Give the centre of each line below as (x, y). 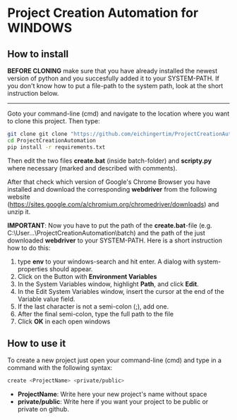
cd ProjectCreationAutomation (52, 140)
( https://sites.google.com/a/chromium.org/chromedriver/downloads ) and (113, 204)
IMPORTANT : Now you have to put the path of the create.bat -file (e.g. (110, 225)
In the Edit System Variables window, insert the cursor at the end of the (121, 291)
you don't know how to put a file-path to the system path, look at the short (115, 86)
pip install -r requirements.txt (56, 147)
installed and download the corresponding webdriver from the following (112, 189)
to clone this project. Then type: (54, 121)
